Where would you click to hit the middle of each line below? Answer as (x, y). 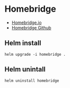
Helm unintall (25, 69)
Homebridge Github (31, 27)
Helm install (23, 43)
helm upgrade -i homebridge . (35, 54)
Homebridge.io (26, 22)
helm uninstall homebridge (32, 81)
